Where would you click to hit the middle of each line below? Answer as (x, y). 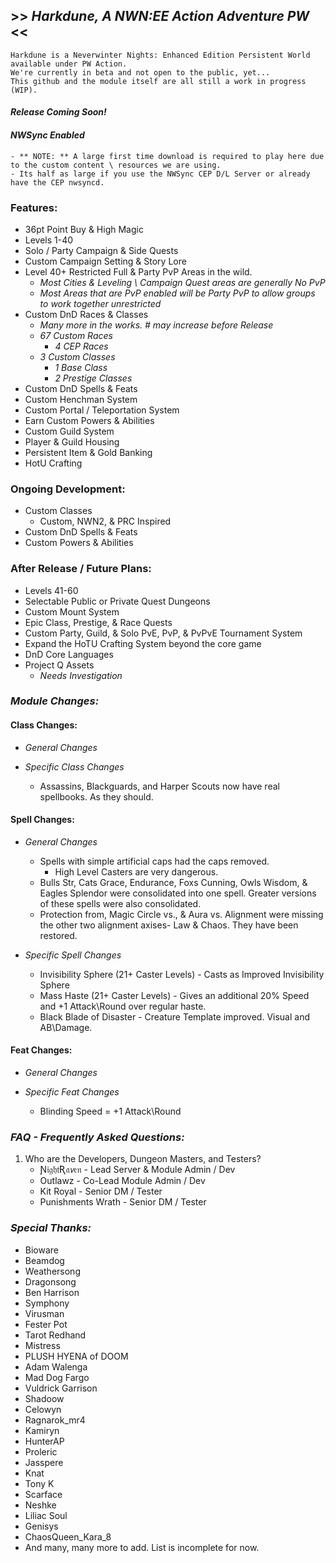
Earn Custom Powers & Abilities (89, 420)
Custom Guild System (69, 431)
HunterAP (44, 1441)
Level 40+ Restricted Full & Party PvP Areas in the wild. (138, 271)
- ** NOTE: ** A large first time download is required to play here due (167, 156)
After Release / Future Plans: (81, 569)
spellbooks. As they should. (96, 796)
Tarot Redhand (55, 1335)
